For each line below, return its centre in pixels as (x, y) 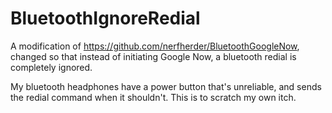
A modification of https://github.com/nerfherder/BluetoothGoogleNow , (155, 46)
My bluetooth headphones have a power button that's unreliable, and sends (166, 86)
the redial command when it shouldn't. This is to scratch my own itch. (153, 97)
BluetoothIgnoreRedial (105, 18)
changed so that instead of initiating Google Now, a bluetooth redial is (153, 56)
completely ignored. (51, 67)
